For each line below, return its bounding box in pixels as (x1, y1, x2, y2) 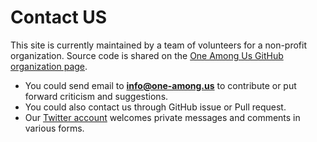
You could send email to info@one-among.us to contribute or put (24, 79, 297, 91)
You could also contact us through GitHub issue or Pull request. (24, 101, 287, 113)
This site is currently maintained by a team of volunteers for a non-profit (10, 39, 308, 51)
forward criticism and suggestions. (24, 90, 169, 102)
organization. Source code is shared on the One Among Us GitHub (10, 49, 284, 61)
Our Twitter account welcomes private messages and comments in (24, 111, 301, 123)
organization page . (10, 60, 88, 72)
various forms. (24, 122, 85, 134)
